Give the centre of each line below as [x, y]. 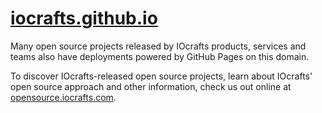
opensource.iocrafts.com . [63, 97]
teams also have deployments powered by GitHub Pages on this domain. [160, 56]
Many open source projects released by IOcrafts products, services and [158, 46]
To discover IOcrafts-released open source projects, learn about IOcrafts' [161, 76]
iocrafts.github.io [84, 18]
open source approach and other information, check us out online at [151, 86]
